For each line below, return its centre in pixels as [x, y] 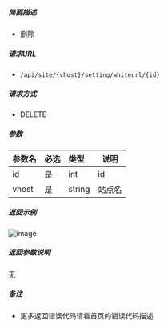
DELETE [33, 114]
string [79, 189]
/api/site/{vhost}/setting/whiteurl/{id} [90, 75]
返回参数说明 [29, 253]
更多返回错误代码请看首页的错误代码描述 [86, 315]
